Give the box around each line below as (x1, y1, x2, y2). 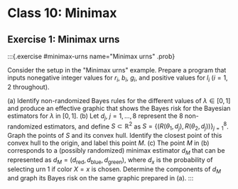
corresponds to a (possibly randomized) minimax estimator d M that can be (7, 146, 225, 156)
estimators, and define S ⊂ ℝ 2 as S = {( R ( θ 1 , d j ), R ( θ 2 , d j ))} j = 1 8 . (43, 121, 229, 132)
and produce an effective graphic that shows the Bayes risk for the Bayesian (7, 104, 231, 112)
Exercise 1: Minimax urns (7, 33, 120, 45)
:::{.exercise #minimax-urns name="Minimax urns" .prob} (7, 52, 175, 60)
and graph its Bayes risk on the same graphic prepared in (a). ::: (7, 174, 194, 183)
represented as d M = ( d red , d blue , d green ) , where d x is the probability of (7, 155, 213, 166)
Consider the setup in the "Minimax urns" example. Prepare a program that (7, 66, 227, 74)
